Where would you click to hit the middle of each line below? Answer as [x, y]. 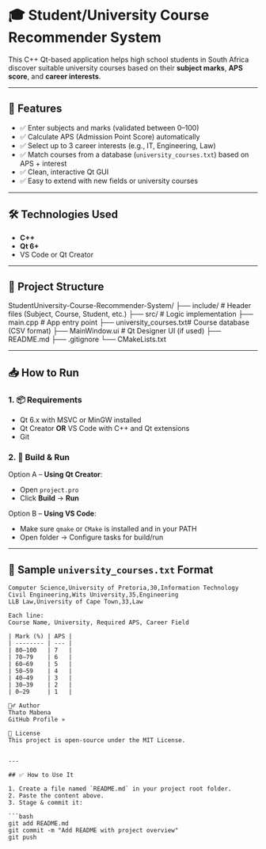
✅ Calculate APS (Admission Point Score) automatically [110, 136]
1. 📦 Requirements [45, 399]
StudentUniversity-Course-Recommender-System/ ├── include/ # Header [130, 306]
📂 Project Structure [56, 286]
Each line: [26, 616]
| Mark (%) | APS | [40, 637]
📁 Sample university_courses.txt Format [111, 570]
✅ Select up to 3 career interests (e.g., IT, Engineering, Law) [118, 145]
